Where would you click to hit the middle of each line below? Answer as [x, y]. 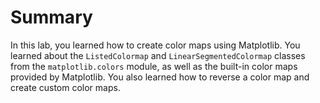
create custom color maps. [65, 87]
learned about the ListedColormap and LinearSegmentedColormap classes [158, 55]
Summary [51, 17]
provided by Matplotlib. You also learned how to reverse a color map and [160, 77]
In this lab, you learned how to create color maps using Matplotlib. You [155, 45]
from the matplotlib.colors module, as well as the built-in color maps [154, 66]
